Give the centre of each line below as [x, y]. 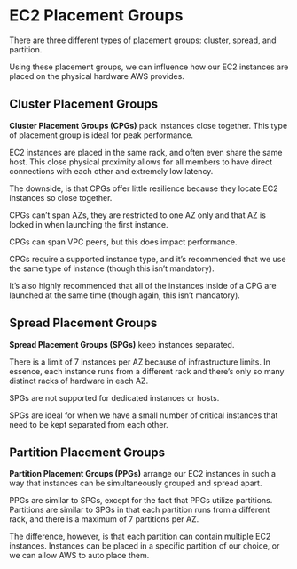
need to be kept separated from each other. [89, 424]
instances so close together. [61, 197]
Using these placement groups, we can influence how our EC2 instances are [149, 67]
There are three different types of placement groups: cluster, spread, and [143, 40]
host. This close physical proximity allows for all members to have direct [141, 162]
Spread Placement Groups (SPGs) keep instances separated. [122, 344]
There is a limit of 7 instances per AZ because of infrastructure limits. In [140, 362]
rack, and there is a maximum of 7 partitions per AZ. [104, 519]
